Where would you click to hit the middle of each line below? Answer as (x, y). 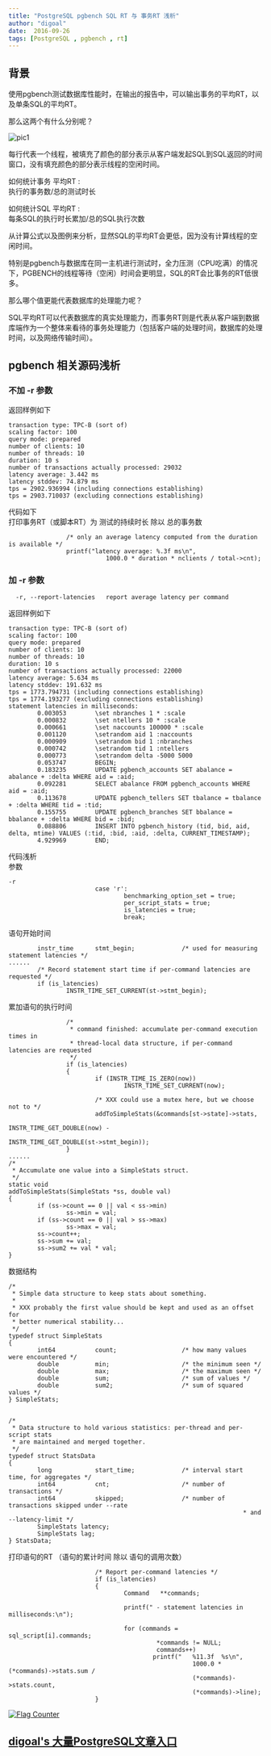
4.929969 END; (74, 840)
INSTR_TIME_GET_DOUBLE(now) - (59, 1128)
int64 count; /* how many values (142, 1350)
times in (23, 1037)
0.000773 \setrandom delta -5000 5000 (115, 756)
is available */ (35, 544)
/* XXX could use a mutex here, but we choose (174, 1100)
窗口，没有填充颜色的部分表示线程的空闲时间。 (86, 164)
